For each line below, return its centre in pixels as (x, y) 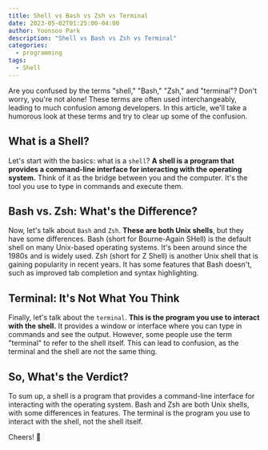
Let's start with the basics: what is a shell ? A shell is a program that (121, 160)
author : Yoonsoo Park (44, 30)
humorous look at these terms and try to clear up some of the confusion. (128, 116)
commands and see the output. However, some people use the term (120, 335)
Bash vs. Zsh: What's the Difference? (103, 211)
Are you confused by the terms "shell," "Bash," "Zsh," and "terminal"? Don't (133, 90)
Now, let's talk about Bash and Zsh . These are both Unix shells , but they (126, 231)
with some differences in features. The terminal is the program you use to (129, 413)
